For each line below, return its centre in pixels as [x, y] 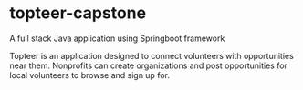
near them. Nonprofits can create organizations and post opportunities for [148, 65]
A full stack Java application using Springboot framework [117, 38]
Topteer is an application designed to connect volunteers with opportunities [151, 55]
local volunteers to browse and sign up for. [90, 75]
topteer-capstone [78, 13]
